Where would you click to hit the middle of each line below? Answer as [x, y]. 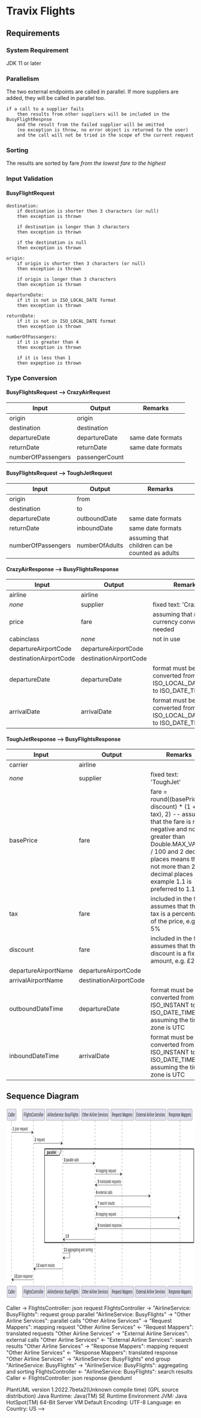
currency [165, 622]
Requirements [33, 33]
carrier [19, 765]
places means [170, 859]
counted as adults [154, 553]
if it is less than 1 [44, 357]
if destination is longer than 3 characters [73, 227]
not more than [170, 866]
